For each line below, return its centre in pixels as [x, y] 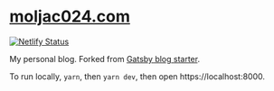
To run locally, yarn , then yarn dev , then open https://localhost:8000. [137, 76]
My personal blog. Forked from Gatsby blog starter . [105, 59]
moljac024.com [70, 17]
